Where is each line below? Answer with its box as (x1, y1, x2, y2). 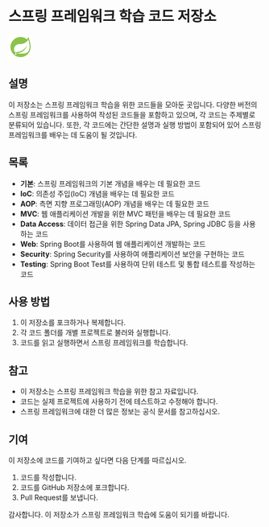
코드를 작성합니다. (19, 472, 77, 482)
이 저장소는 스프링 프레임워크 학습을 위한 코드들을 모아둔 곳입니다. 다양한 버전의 (8, 100, 258, 109)
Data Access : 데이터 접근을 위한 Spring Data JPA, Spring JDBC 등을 (19, 219, 242, 229)
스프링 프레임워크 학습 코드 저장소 (8, 7, 217, 26)
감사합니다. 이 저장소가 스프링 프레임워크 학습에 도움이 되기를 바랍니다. (8, 510, 230, 519)
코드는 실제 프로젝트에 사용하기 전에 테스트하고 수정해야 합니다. (19, 397, 219, 406)
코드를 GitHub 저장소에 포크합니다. (19, 483, 130, 492)
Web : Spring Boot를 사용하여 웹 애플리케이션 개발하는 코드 (19, 239, 206, 249)
